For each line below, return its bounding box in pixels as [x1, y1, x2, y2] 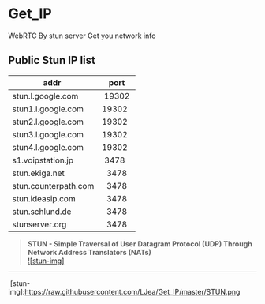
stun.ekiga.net [12, 167, 65, 178]
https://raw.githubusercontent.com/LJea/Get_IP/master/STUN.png [24, 287, 241, 296]
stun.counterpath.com [12, 180, 95, 191]
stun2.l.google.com [12, 116, 84, 127]
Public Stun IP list [8, 54, 96, 67]
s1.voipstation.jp [12, 155, 73, 166]
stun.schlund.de [12, 206, 72, 217]
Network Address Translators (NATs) [27, 247, 152, 257]
